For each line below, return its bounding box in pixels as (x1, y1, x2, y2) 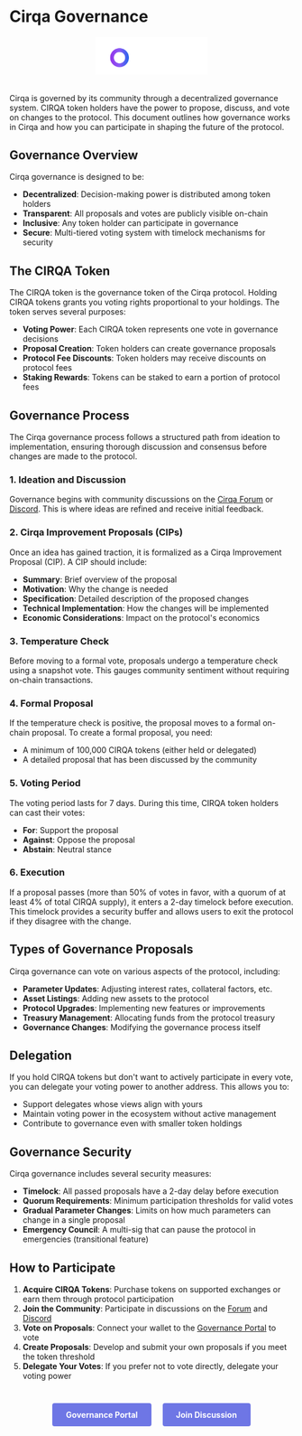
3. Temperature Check (9, 634, 110, 647)
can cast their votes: (9, 807, 86, 818)
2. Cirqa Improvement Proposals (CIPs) (9, 526, 183, 539)
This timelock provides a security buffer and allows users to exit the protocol (9, 906, 294, 916)
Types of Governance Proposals (9, 942, 194, 957)
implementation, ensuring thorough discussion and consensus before (9, 441, 268, 453)
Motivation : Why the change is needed (22, 583, 169, 594)
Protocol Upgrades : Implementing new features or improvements (22, 1002, 266, 1013)
